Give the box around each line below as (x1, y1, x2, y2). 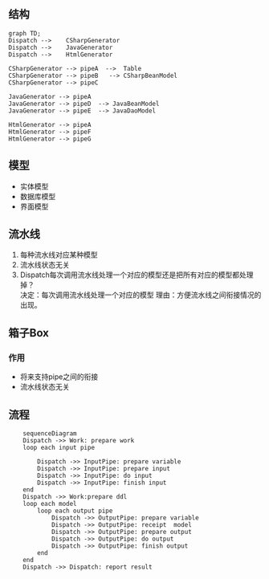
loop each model (22, 499, 78, 508)
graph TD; (8, 29, 42, 38)
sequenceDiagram (22, 429, 78, 438)
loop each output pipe (37, 507, 113, 515)
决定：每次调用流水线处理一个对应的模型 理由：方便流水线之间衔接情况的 (19, 290, 262, 300)
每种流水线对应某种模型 (19, 250, 98, 259)
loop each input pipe (22, 443, 95, 451)
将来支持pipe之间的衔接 (19, 372, 99, 381)
